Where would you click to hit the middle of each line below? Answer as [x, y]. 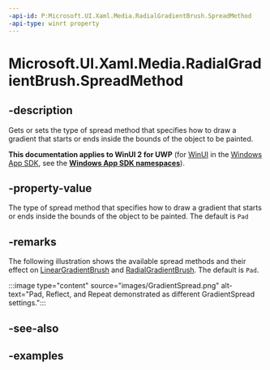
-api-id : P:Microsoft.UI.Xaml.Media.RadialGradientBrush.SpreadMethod [130, 16]
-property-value [50, 188]
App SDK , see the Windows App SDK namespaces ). [96, 163]
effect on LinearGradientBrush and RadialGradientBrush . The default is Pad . [134, 270]
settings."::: [27, 303]
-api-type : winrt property [54, 23]
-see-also [34, 328]
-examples [36, 356]
